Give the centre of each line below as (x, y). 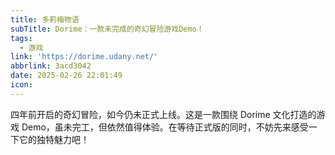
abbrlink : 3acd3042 (51, 66)
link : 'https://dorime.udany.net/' (84, 57)
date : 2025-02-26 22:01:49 (66, 76)
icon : (21, 85)
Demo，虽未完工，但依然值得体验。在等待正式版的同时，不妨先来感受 (165, 127)
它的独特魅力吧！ (54, 139)
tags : (21, 38)
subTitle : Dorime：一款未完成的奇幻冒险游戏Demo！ (107, 29)
